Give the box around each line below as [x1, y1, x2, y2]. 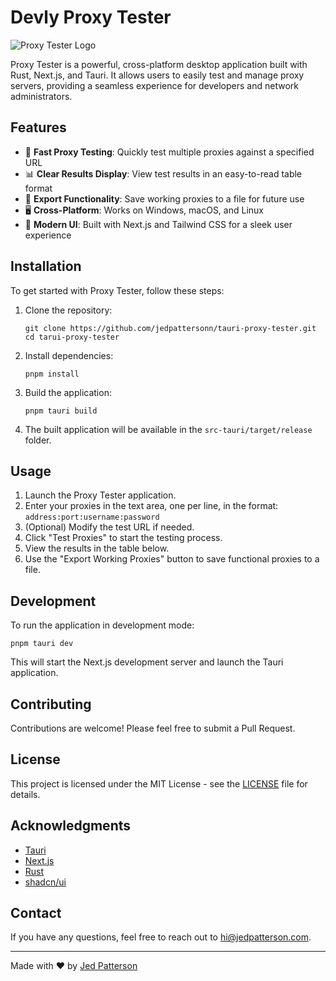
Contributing [10, 696, 92, 713]
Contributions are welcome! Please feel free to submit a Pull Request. [10, 722, 296, 734]
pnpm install [24, 369, 80, 379]
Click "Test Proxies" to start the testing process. [24, 532, 223, 544]
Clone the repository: [24, 304, 113, 316]
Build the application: [24, 386, 112, 398]
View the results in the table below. [24, 542, 170, 555]
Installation [10, 258, 82, 275]
